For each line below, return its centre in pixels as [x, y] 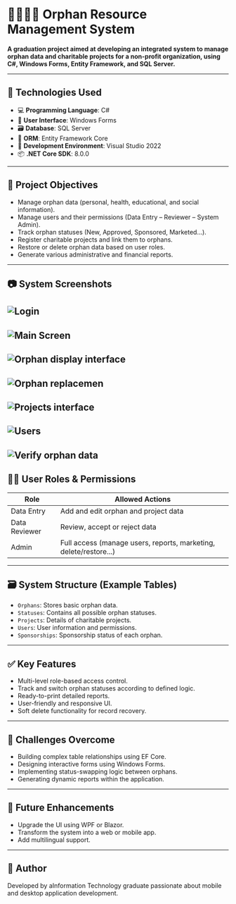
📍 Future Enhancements [61, 808]
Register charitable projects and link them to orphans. [95, 240]
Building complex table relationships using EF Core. [92, 756]
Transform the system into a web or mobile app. [87, 832]
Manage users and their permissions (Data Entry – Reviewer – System [118, 217]
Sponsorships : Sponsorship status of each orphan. [90, 635]
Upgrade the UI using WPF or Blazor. [71, 824]
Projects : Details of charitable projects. [74, 620]
